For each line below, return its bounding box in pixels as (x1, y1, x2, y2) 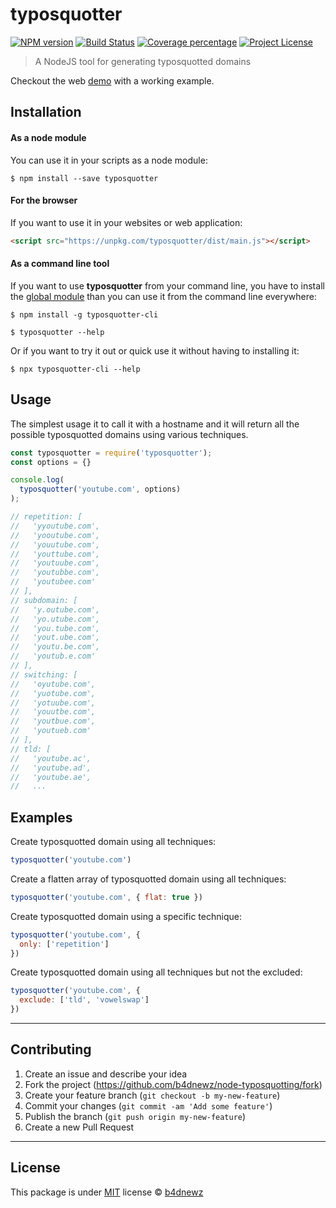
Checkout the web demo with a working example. (10, 74, 215, 87)
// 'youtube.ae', (10, 772, 92, 782)
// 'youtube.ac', (10, 753, 92, 763)
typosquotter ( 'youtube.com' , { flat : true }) (10, 892, 203, 902)
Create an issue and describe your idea (24, 1068, 188, 1080)
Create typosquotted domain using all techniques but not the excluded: (10, 966, 303, 978)
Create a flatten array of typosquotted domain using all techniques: (10, 873, 287, 885)
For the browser (10, 194, 78, 207)
